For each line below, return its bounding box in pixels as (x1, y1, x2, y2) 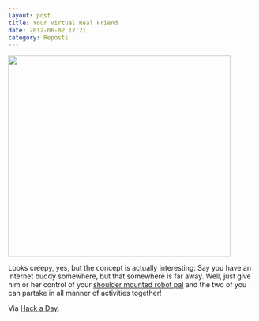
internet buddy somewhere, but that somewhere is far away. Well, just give (8, 271, 251, 281)
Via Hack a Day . (8, 304, 60, 313)
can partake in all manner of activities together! (8, 289, 162, 298)
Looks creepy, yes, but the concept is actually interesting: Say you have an (8, 263, 251, 273)
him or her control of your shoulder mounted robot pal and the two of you (8, 280, 247, 289)
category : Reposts (8, 33, 69, 42)
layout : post (8, 11, 51, 20)
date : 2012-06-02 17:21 (8, 26, 87, 34)
